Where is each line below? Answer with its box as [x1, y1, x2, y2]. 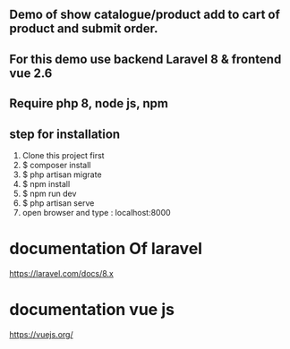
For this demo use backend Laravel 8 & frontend [9, 51, 282, 66]
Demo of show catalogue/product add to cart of [9, 7, 280, 22]
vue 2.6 [9, 65, 53, 81]
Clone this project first [21, 149, 105, 160]
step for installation [9, 126, 121, 141]
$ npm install [21, 178, 71, 189]
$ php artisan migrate [21, 169, 102, 180]
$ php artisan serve [21, 197, 95, 209]
